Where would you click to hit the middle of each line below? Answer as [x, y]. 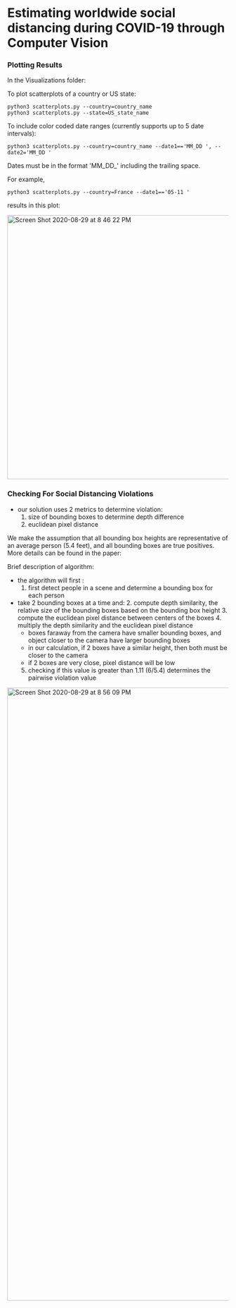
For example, [26, 179]
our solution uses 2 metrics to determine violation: [90, 509]
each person [46, 595]
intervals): [22, 134]
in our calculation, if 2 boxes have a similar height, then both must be [127, 647]
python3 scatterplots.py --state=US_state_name [78, 113]
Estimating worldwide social [91, 13]
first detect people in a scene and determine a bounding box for [120, 587]
